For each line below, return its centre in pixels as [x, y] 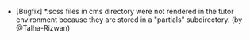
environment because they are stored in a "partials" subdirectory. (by [129, 20]
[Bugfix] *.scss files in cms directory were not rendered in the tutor [125, 11]
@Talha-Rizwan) [42, 28]
